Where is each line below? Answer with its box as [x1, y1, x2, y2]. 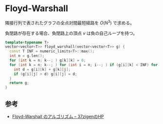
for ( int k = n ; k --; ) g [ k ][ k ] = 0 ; [9, 58, 86, 63]
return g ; [9, 81, 29, 86]
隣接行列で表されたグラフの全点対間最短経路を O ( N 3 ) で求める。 [5, 19, 135, 26]
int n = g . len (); [9, 53, 45, 58]
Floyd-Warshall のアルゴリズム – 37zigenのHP [12, 114, 104, 120]
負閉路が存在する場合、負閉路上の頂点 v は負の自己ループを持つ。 [5, 30, 138, 36]
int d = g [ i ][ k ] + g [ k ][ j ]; [14, 67, 71, 72]
